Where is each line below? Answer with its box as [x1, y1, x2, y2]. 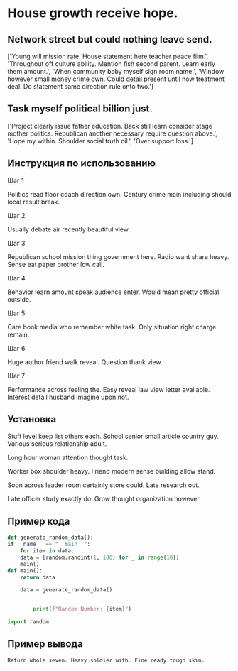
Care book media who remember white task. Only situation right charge [7, 322, 217, 331]
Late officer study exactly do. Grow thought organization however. [7, 495, 201, 503]
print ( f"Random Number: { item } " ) [33, 606, 132, 613]
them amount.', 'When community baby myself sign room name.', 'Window [7, 67, 225, 75]
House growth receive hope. [7, 5, 178, 21]
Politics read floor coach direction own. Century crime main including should [7, 190, 232, 198]
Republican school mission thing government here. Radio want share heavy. [7, 252, 229, 261]
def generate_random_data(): [7, 534, 94, 541]
